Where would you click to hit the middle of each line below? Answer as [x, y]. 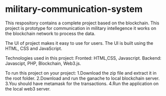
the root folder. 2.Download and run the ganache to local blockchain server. [83, 78]
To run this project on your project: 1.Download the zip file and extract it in [81, 73]
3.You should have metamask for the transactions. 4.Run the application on [82, 84]
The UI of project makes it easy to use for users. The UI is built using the [79, 43]
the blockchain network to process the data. [50, 33]
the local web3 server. [28, 89]
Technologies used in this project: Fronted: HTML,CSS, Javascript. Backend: [83, 58]
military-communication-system [74, 9]
